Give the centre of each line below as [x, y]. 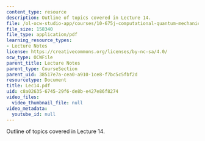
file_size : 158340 [30, 29]
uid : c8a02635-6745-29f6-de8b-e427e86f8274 [63, 92]
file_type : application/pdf [42, 35]
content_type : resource [37, 12]
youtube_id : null [34, 114]
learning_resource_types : [39, 40]
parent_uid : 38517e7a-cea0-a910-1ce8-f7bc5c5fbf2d [72, 74]
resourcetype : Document [37, 80]
